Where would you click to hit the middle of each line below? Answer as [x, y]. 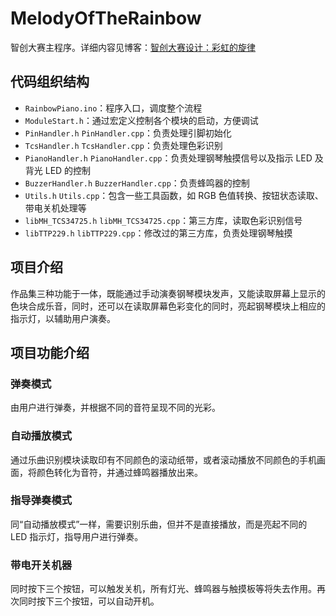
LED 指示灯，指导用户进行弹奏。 [77, 536]
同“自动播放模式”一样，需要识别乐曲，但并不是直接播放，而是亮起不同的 [159, 524]
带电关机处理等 [55, 208]
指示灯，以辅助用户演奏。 [63, 318]
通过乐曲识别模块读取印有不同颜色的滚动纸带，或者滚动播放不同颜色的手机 [163, 459]
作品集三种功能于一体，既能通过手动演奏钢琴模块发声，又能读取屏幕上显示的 [168, 293]
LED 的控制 [68, 170]
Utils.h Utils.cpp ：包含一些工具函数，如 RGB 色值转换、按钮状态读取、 [174, 195]
